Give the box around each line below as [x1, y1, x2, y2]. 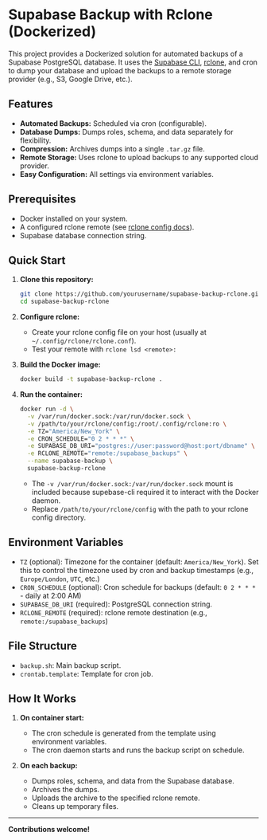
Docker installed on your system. [19, 214, 128, 223]
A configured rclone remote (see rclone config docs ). [19, 222, 195, 232]
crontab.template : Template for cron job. [19, 669, 153, 678]
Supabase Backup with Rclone [8, 6, 213, 24]
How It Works [8, 692, 77, 705]
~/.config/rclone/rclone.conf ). [31, 336, 137, 346]
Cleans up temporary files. [31, 802, 119, 811]
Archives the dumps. [31, 785, 100, 795]
